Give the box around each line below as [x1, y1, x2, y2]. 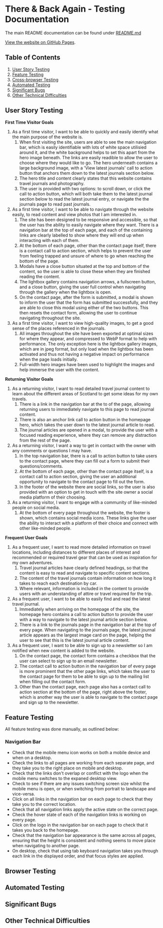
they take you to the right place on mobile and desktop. [12, 765, 123, 771]
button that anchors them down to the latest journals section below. [19, 170, 155, 176]
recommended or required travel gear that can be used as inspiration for [12, 554, 157, 560]
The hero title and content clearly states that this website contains [19, 175, 152, 181]
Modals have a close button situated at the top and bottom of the [19, 263, 150, 269]
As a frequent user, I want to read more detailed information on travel [12, 544, 151, 550]
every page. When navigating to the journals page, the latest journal [19, 627, 156, 632]
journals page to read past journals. [19, 201, 91, 207]
